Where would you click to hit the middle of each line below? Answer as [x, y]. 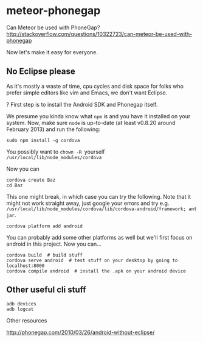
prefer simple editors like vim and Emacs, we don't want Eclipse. [87, 93]
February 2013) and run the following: [53, 129]
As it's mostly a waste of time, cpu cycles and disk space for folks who [95, 86]
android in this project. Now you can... [54, 244]
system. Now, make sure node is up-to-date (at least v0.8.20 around [91, 123]
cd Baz [15, 185]
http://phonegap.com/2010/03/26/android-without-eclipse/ [81, 332]
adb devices [21, 304]
